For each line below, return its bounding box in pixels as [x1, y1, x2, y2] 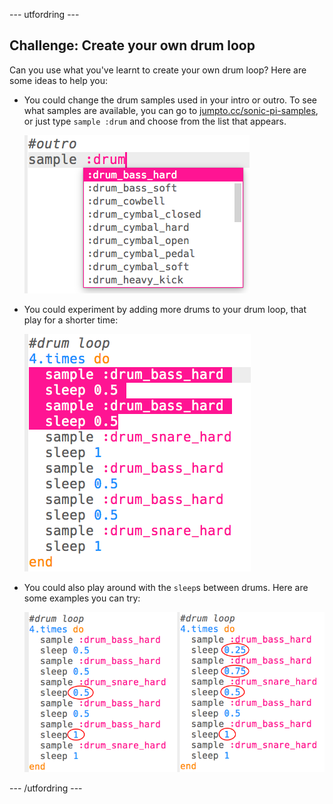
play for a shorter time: [23, 314, 119, 326]
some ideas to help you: [9, 74, 109, 86]
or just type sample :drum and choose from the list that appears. [23, 115, 287, 127]
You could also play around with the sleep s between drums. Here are [23, 581, 309, 593]
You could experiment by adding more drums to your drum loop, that [23, 303, 307, 315]
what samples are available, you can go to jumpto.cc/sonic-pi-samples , [23, 104, 319, 116]
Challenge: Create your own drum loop [9, 37, 256, 54]
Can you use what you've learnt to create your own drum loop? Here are [9, 64, 307, 76]
